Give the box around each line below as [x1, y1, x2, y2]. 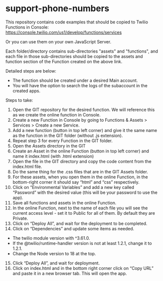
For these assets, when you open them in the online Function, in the [12, 174, 148, 180]
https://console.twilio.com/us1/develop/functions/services [5, 29, 122, 35]
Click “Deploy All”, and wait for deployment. [12, 260, 100, 266]
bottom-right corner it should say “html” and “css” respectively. [12, 179, 140, 185]
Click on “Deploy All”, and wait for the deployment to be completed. [12, 220, 147, 226]
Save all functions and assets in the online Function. [12, 200, 117, 206]
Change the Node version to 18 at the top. [12, 250, 96, 256]
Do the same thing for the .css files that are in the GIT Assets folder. [12, 169, 148, 174]
